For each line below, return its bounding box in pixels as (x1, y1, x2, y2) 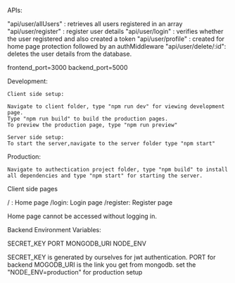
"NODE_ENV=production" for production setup (7, 268, 143, 276)
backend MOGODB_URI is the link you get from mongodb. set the (7, 260, 196, 269)
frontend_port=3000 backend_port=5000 (7, 64, 128, 71)
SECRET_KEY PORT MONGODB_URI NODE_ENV (7, 239, 146, 248)
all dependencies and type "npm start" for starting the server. (7, 172, 203, 179)
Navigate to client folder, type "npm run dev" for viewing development (7, 103, 225, 110)
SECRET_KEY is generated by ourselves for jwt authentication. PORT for (7, 253, 216, 261)
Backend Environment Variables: (7, 226, 102, 234)
